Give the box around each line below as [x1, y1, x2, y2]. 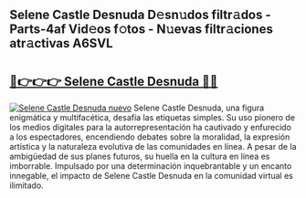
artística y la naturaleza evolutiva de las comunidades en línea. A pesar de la [9, 141, 297, 151]
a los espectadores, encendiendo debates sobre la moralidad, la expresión [9, 131, 290, 142]
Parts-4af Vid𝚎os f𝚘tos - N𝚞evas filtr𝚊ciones [9, 22, 274, 37]
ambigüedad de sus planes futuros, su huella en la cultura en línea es [9, 151, 270, 162]
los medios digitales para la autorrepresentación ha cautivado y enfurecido [9, 122, 292, 132]
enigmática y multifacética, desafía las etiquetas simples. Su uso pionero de [9, 112, 295, 122]
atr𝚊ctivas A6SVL [9, 36, 113, 51]
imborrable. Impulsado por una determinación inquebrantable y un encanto [9, 161, 292, 172]
